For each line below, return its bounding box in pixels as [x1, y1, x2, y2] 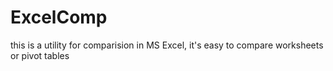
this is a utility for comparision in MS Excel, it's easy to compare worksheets [10, 39, 324, 51]
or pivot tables [10, 49, 70, 61]
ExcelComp [10, 6, 108, 29]
